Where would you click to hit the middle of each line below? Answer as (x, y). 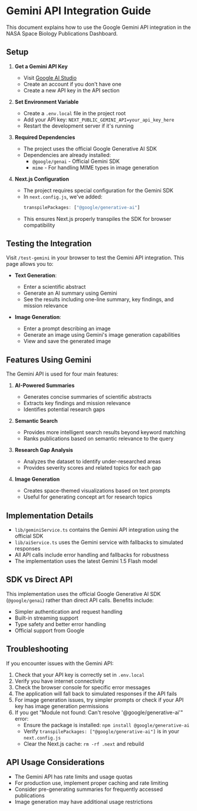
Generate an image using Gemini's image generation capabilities (102, 335)
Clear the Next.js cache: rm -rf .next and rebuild (84, 744)
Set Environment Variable (47, 102)
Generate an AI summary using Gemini (70, 293)
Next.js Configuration (42, 179)
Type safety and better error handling (60, 624)
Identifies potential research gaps (64, 409)
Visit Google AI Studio (50, 77)
